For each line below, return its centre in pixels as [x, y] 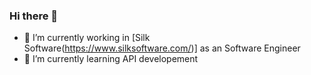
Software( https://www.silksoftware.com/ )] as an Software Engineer [162, 48]
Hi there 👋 [34, 16]
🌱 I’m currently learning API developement [111, 59]
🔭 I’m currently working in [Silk [87, 38]
